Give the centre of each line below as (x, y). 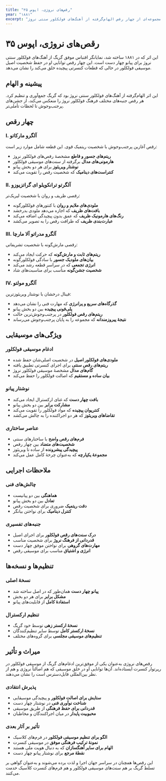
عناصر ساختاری (22, 428)
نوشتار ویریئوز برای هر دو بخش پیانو (46, 166)
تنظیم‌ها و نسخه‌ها (30, 566)
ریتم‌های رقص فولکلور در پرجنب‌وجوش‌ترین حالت (58, 314)
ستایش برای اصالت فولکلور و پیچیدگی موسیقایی (57, 698)
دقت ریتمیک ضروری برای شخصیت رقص (50, 506)
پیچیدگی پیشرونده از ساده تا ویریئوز (45, 449)
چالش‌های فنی (21, 485)
